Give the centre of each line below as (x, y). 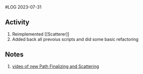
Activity (17, 22)
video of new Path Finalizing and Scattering (56, 66)
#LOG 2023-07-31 (23, 7)
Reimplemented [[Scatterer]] (40, 34)
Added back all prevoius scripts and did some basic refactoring (75, 39)
